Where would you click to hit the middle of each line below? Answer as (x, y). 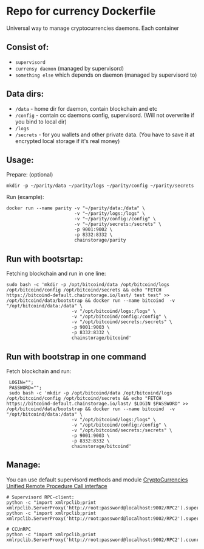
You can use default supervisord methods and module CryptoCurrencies (97, 480)
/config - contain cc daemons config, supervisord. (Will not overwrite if (104, 115)
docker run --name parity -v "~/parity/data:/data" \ (76, 208)
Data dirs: (25, 94)
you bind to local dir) (41, 121)
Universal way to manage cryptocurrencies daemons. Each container (93, 28)
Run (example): (25, 197)
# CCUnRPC (19, 529)
